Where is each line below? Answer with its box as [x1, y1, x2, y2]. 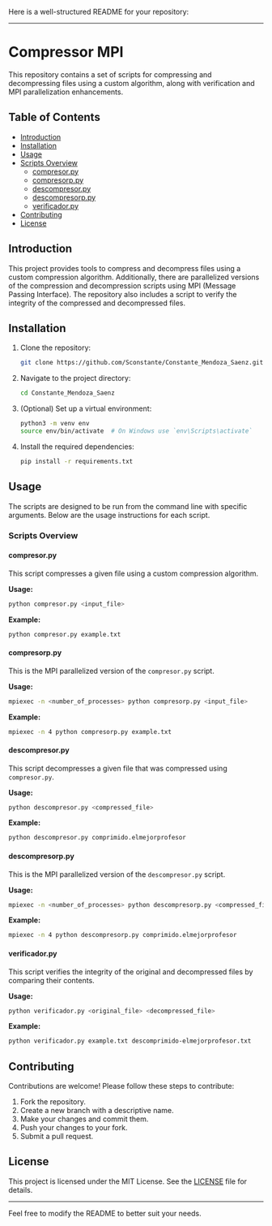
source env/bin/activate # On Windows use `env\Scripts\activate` [19, 427, 253, 435]
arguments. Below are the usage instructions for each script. [8, 510, 210, 520]
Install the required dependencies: [19, 442, 135, 451]
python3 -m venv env [19, 420, 90, 428]
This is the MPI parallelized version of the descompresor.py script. [8, 869, 226, 879]
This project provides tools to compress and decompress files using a [8, 263, 241, 273]
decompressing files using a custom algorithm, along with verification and [8, 78, 255, 88]
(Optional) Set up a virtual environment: [19, 404, 152, 413]
